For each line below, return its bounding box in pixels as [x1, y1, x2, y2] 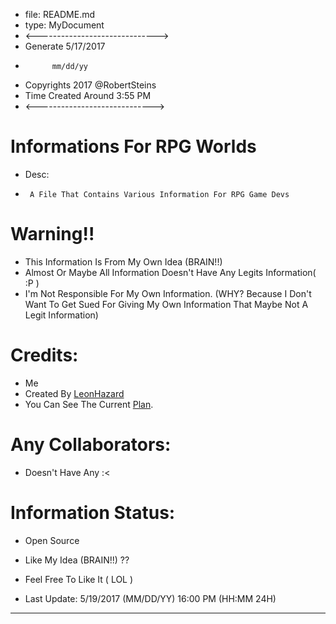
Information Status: [10, 501, 176, 524]
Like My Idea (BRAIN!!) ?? [24, 554, 130, 566]
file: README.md [24, 9, 96, 20]
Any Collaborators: [10, 434, 172, 456]
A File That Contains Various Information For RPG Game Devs [29, 189, 290, 199]
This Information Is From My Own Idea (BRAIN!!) [24, 255, 223, 268]
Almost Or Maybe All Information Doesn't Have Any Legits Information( [24, 266, 317, 278]
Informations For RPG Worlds [10, 135, 257, 158]
